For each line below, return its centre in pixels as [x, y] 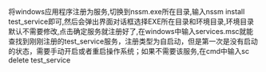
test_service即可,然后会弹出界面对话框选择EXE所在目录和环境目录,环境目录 [131, 21]
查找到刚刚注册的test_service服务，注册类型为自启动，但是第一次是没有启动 [133, 41]
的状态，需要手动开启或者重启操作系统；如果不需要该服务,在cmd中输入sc [129, 51]
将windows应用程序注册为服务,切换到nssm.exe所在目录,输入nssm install [127, 11]
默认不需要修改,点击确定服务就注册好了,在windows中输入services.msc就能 [131, 31]
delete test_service [40, 60]
